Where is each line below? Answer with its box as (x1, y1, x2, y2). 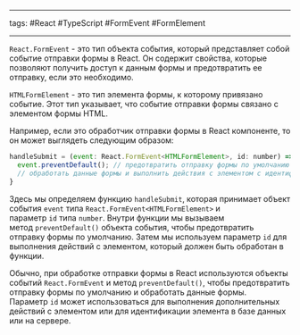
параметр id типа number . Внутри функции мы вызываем (9, 212, 225, 223)
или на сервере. (9, 314, 71, 326)
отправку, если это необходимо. (9, 72, 134, 82)
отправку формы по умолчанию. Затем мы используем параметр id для (9, 231, 287, 242)
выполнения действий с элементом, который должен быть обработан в (9, 240, 284, 251)
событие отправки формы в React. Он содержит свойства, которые (9, 53, 268, 63)
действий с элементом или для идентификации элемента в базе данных (9, 306, 287, 316)
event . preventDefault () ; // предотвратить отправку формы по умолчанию (17, 160, 290, 170)
